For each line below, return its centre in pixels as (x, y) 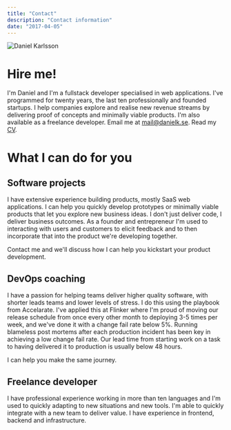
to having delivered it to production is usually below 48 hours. (95, 346)
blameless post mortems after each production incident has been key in (109, 332)
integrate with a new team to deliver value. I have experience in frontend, (111, 413)
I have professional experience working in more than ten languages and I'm (114, 398)
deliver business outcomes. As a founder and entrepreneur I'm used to (108, 222)
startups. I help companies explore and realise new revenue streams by (109, 108)
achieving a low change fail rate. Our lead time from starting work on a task (114, 340)
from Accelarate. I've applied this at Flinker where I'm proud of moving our (113, 310)
